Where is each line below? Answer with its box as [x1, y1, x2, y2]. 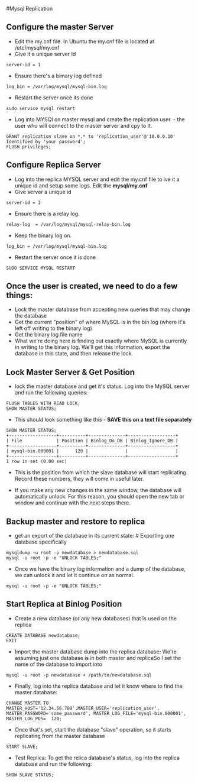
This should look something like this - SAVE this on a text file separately [14, 416, 192, 423]
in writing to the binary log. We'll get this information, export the [14, 344, 170, 351]
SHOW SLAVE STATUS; [6, 772, 54, 778]
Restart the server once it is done [14, 254, 96, 261]
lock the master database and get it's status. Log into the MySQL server [14, 383, 190, 390]
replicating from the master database [14, 732, 105, 739]
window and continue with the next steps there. [14, 499, 131, 506]
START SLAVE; [6, 743, 38, 750]
